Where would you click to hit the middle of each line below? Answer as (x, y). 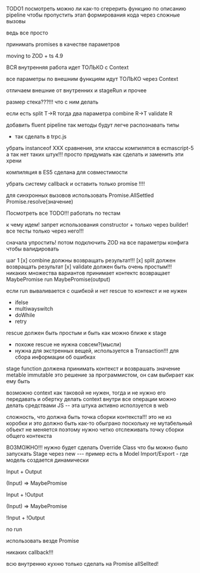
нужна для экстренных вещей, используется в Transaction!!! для (97, 351)
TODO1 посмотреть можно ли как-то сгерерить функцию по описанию (96, 9)
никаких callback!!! (30, 552)
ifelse (21, 302)
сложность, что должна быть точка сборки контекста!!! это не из (89, 417)
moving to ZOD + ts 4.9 (35, 56)
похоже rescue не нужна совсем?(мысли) (68, 344)
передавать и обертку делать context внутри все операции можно (91, 399)
